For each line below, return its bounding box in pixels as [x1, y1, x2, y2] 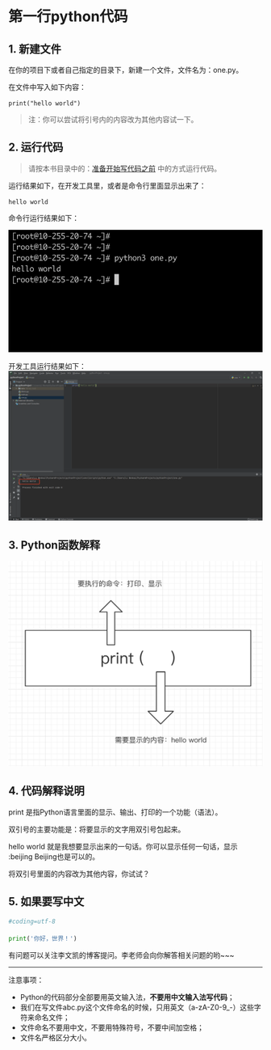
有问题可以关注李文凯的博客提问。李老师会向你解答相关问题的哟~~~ [8, 951, 235, 960]
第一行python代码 [8, 7, 128, 26]
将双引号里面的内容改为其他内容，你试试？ [8, 869, 150, 879]
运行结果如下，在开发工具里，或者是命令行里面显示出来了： [8, 180, 206, 190]
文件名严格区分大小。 [19, 1033, 91, 1043]
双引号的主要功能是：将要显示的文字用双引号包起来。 [8, 824, 186, 834]
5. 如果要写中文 [8, 895, 85, 908]
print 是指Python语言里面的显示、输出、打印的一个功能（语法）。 [8, 807, 223, 817]
